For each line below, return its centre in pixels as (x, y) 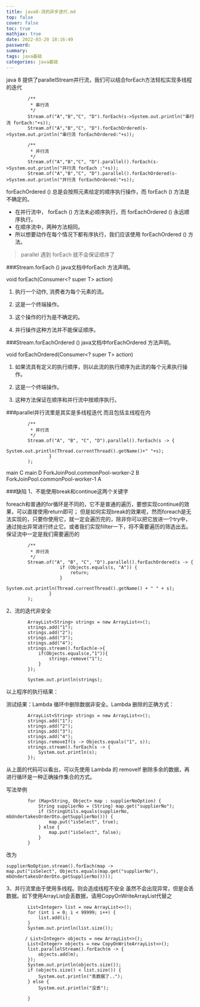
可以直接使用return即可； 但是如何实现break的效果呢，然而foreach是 (101, 511)
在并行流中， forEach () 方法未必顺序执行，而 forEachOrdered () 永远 (99, 212)
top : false (20, 17)
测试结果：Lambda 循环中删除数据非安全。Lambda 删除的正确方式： (90, 704)
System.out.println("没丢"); (73, 988)
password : (19, 46)
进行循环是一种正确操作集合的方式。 (51, 777)
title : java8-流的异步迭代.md (41, 12)
